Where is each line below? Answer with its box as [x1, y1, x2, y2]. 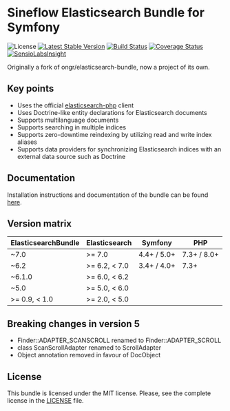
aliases [17, 138, 38, 146]
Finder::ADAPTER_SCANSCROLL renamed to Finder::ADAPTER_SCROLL [17, 336, 222, 345]
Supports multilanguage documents [17, 116, 119, 124]
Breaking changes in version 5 [7, 318, 140, 330]
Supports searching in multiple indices [17, 123, 126, 131]
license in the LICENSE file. [7, 397, 84, 404]
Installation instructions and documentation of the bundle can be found [7, 191, 209, 199]
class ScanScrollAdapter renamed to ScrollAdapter [17, 344, 162, 352]
